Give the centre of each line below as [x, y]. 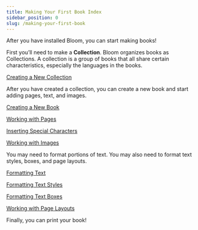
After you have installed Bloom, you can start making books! [81, 41]
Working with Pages [31, 119]
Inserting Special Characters [42, 131]
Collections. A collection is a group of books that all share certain [88, 59]
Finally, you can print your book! [46, 220]
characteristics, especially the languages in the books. [74, 65]
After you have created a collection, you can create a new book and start [97, 89]
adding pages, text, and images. [46, 96]
